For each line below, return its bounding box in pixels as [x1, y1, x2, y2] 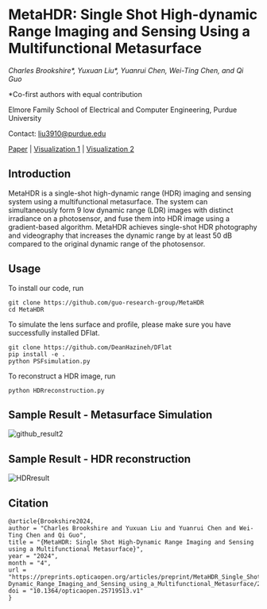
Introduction [8, 167, 72, 180]
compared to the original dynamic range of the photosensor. [8, 239, 206, 248]
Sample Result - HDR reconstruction [8, 452, 192, 466]
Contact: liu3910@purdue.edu [8, 129, 106, 138]
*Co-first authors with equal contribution [8, 89, 143, 99]
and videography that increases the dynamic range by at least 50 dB [8, 231, 233, 240]
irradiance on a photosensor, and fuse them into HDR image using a [8, 213, 230, 223]
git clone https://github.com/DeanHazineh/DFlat [8, 343, 172, 351]
